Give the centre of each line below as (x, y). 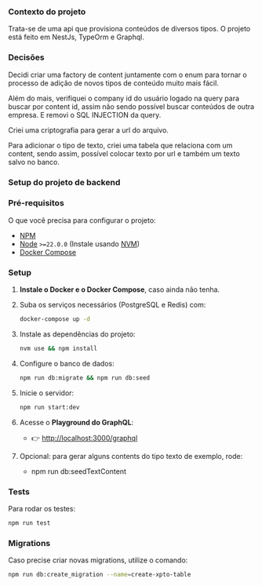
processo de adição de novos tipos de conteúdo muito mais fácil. (114, 83)
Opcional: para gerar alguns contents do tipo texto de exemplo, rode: (131, 456)
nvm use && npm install (58, 348)
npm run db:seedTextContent (79, 471)
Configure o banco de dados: (67, 363)
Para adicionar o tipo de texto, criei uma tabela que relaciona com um (120, 145)
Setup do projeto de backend (64, 182)
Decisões (26, 57)
